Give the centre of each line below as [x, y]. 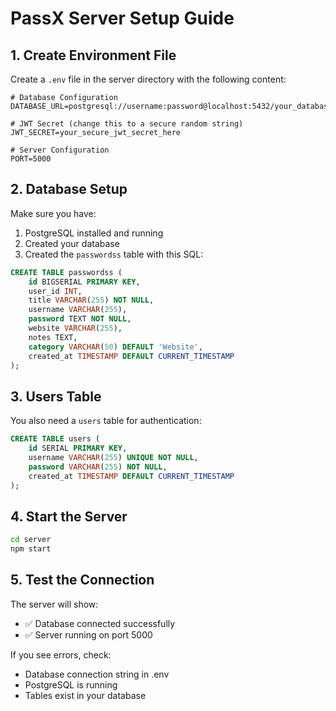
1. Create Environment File [93, 55]
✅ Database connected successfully [100, 623]
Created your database [72, 243]
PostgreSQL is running [71, 684]
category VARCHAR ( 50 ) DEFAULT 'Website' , [115, 347]
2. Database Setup [69, 189]
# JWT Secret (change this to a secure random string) [127, 124]
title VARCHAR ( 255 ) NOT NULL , [91, 300]
